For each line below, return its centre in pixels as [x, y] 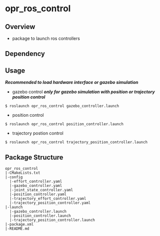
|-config [14, 177]
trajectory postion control [38, 133]
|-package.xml [20, 224]
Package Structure [34, 157]
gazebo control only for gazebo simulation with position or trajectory [83, 92]
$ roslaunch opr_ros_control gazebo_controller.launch [62, 106]
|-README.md [17, 229]
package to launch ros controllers [46, 38]
